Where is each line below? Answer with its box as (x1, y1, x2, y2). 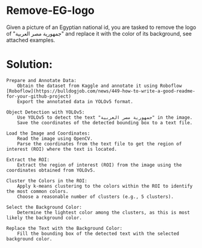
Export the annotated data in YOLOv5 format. (17, 98, 134, 104)
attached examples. (6, 36, 55, 43)
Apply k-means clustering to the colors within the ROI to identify (17, 183, 193, 189)
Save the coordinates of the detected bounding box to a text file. (17, 119, 193, 126)
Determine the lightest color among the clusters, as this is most (17, 209, 190, 215)
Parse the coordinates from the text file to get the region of (17, 141, 182, 147)
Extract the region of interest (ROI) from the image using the (17, 162, 182, 168)
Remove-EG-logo (6, 4, 95, 17)
